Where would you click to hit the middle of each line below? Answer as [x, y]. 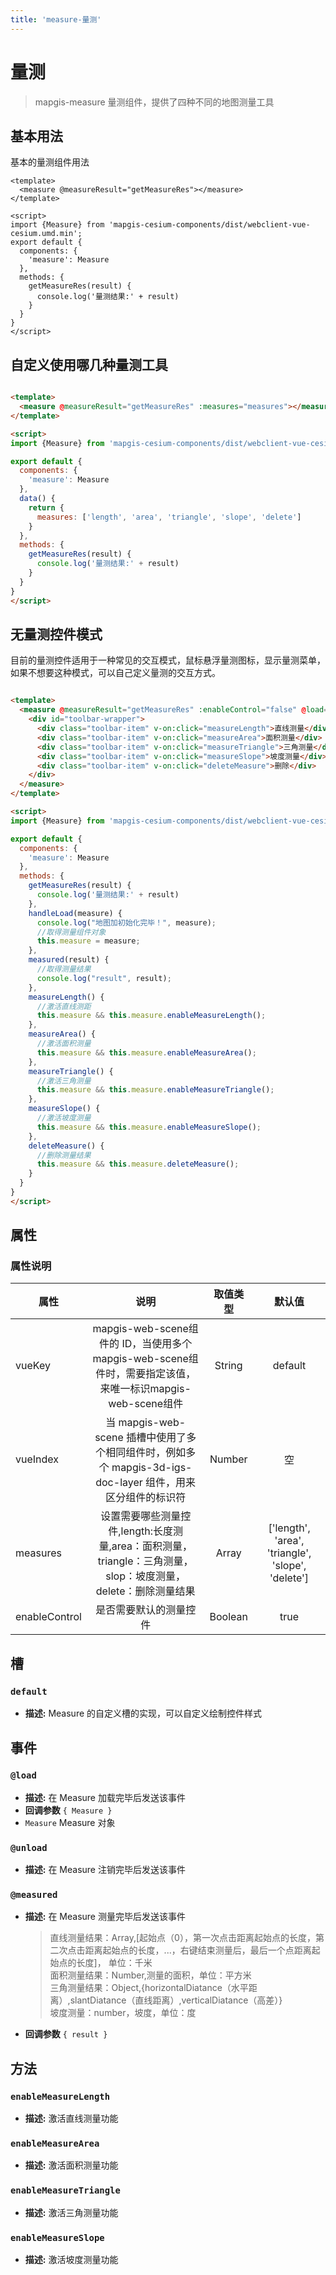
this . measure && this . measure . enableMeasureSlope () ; [149, 1127]
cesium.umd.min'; [46, 234]
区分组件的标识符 [146, 1498]
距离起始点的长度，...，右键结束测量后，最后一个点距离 [198, 1950]
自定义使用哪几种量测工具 [89, 364]
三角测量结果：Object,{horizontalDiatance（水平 [149, 1988]
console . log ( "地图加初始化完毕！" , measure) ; [126, 922]
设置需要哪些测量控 [146, 1516]
